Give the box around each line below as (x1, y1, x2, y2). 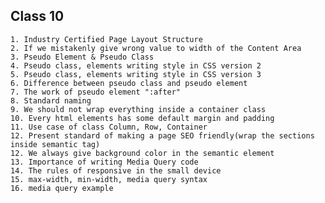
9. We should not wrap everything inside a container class (10, 104, 267, 114)
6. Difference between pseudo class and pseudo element (10, 78, 248, 88)
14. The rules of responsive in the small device (10, 165, 222, 176)
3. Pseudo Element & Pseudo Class (10, 52, 155, 62)
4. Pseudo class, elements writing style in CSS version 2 (10, 60, 262, 71)
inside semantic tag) (10, 139, 101, 149)
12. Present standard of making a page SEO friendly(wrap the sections (10, 130, 315, 141)
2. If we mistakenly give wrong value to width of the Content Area (10, 43, 302, 53)
